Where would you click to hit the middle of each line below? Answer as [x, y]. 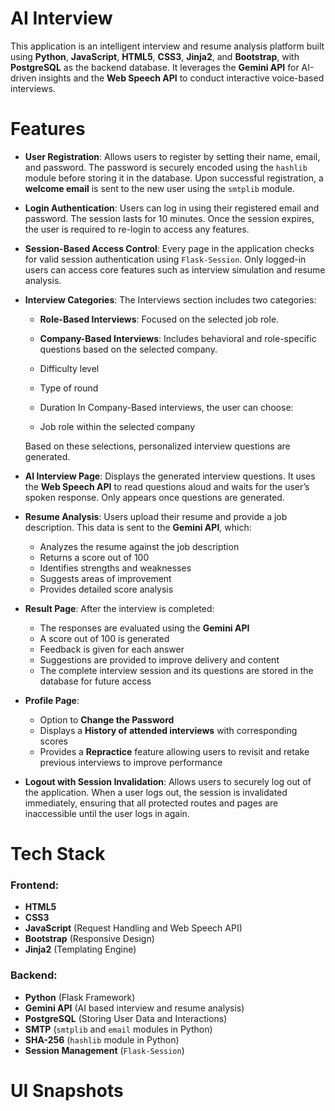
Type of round [69, 388]
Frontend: [35, 885]
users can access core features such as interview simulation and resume [175, 269]
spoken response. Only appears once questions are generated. [154, 497]
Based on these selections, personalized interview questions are [157, 446]
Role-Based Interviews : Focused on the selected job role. [159, 319]
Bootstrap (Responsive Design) [89, 939]
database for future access [95, 681]
